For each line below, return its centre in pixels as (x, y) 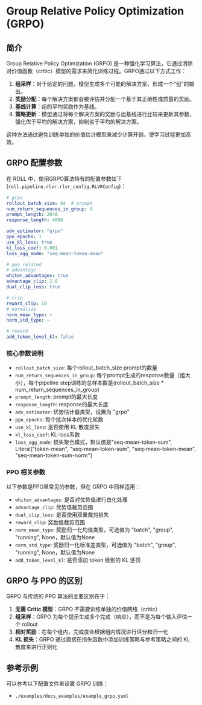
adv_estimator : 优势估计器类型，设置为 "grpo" (72, 412)
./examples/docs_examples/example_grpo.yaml (72, 697)
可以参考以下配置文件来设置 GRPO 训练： (57, 684)
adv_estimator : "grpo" (35, 231)
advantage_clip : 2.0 (32, 281)
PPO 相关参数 (26, 472)
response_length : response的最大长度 (62, 404)
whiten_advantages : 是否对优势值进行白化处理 (71, 499)
